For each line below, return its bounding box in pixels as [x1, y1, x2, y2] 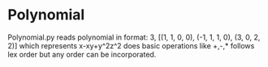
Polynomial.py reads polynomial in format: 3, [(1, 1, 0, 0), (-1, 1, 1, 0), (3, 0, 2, [7, 32, 261, 42]
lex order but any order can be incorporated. [7, 49, 157, 59]
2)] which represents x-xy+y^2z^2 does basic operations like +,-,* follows [7, 40, 255, 50]
